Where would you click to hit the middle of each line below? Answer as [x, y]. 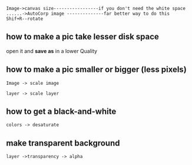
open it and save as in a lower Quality [52, 51]
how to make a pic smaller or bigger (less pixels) [96, 70]
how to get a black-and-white [61, 112]
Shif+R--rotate [25, 19]
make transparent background [63, 143]
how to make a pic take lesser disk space [82, 37]
